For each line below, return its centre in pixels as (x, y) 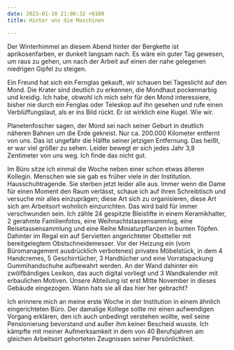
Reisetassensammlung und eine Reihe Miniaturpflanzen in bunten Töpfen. (113, 228)
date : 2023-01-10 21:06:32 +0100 (56, 14)
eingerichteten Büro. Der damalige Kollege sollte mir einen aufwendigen (111, 309)
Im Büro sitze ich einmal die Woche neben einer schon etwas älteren (106, 169)
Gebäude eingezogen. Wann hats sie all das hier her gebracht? (98, 288)
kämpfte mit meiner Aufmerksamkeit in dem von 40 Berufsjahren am (105, 331)
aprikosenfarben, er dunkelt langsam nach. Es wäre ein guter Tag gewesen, (116, 54)
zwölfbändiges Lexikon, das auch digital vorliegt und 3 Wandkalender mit (112, 273)
